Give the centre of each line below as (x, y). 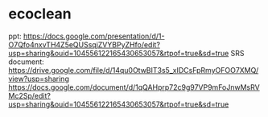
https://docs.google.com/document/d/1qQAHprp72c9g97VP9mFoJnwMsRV (134, 87)
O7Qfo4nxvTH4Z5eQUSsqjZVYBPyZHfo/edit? (85, 44)
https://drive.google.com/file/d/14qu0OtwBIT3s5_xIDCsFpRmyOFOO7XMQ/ (134, 70)
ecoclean (40, 14)
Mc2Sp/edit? (29, 95)
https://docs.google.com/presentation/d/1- (94, 36)
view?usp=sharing (39, 79)
